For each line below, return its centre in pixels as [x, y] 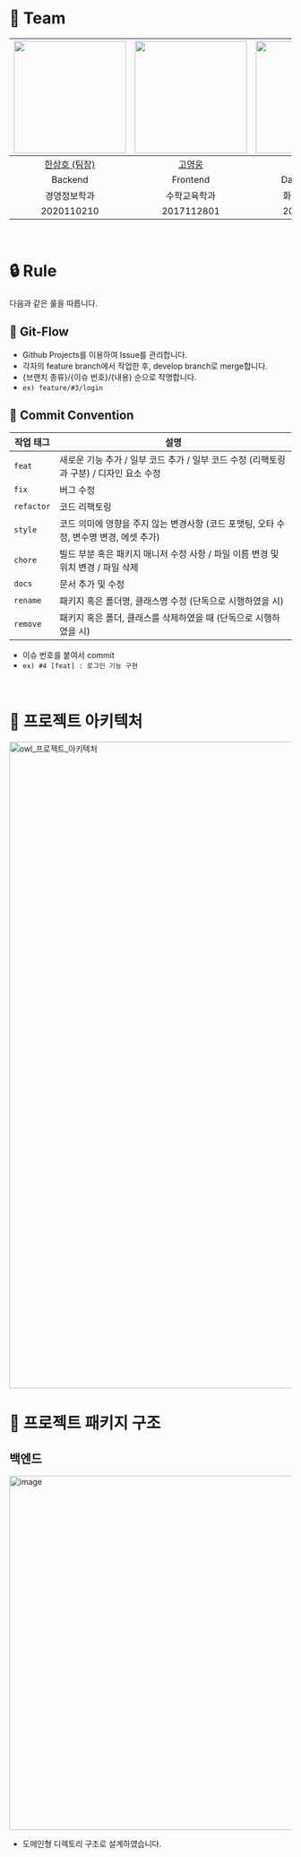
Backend [70, 179]
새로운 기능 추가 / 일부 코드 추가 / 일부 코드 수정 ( [156, 459]
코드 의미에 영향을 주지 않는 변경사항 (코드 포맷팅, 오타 [167, 524]
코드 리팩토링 [86, 507]
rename [28, 600]
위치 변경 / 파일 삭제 [99, 567]
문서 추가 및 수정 [92, 584]
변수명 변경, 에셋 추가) [116, 537]
